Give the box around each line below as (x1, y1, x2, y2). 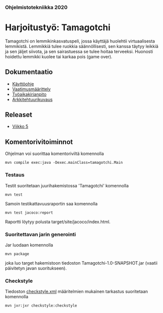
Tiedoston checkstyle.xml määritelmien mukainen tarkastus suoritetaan (5, 289, 148, 294)
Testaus (5, 172, 25, 179)
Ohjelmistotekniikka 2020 (5, 4, 68, 11)
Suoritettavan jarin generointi (5, 231, 76, 238)
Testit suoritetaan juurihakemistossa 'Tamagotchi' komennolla (5, 182, 129, 188)
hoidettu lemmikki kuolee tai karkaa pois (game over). (5, 53, 113, 60)
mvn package (5, 251, 29, 256)
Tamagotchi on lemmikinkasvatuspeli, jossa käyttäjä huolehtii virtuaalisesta (5, 38, 155, 44)
